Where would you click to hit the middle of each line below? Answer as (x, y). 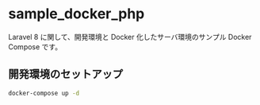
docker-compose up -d (44, 93)
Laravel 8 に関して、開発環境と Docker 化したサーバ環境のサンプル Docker (130, 37)
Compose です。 (35, 47)
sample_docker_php (76, 14)
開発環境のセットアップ (65, 74)
